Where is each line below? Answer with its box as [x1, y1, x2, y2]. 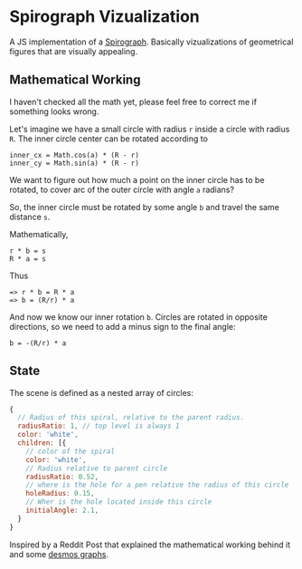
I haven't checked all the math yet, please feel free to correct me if [9, 96, 258, 107]
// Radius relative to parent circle [25, 464, 168, 473]
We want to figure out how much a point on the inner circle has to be [9, 174, 265, 185]
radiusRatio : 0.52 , [25, 472, 99, 481]
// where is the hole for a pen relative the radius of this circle [25, 480, 289, 490]
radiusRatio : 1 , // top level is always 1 [17, 421, 180, 431]
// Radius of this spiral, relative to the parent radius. [17, 413, 245, 422]
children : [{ [17, 439, 67, 448]
